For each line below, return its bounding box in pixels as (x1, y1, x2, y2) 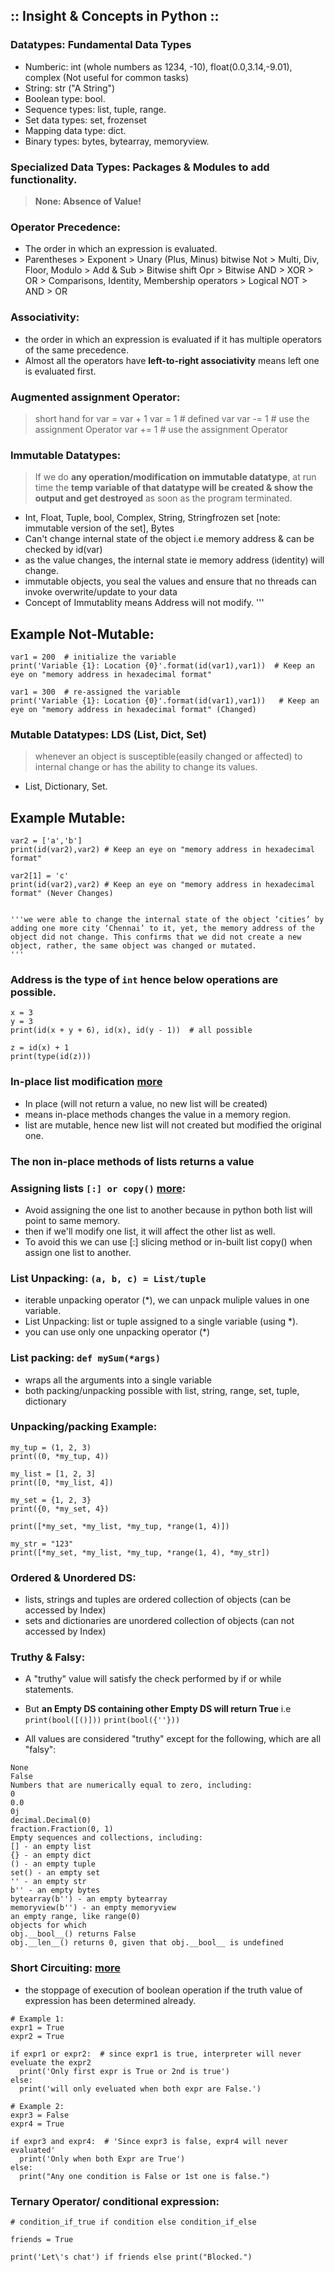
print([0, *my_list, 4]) (10, 1477, 114, 1488)
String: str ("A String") (24, 82, 116, 94)
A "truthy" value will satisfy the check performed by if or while (24, 1673, 282, 1685)
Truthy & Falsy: (10, 1650, 86, 1664)
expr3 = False (10, 2110, 70, 2120)
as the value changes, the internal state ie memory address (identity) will (24, 554, 325, 566)
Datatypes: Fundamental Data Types (10, 38, 192, 52)
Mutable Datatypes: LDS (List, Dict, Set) (10, 727, 207, 741)
